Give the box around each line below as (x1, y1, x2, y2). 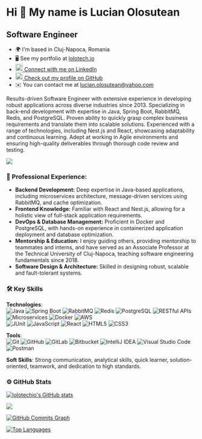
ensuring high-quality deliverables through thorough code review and (6, 140, 179, 147)
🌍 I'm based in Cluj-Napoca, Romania (14, 46, 110, 53)
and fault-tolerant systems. (14, 269, 83, 276)
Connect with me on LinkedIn (24, 66, 97, 73)
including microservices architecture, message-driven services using (14, 193, 188, 200)
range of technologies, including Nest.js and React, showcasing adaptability (6, 127, 195, 134)
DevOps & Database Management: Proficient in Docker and (14, 218, 165, 225)
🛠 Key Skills (6, 285, 43, 293)
